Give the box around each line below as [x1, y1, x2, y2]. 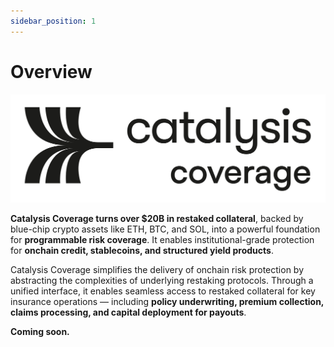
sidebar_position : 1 [10, 16, 97, 26]
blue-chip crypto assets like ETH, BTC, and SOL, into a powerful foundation [10, 223, 321, 235]
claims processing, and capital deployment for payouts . [10, 306, 247, 319]
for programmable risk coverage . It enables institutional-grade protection [10, 234, 315, 246]
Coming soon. [10, 326, 70, 338]
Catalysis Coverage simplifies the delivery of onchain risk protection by [10, 264, 305, 276]
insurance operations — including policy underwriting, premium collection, [10, 296, 325, 308]
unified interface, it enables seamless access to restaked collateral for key [10, 285, 316, 297]
